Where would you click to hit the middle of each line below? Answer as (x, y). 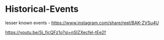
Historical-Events (42, 9)
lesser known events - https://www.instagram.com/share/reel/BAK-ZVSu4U (82, 23)
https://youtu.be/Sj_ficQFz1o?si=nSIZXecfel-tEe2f (56, 32)
